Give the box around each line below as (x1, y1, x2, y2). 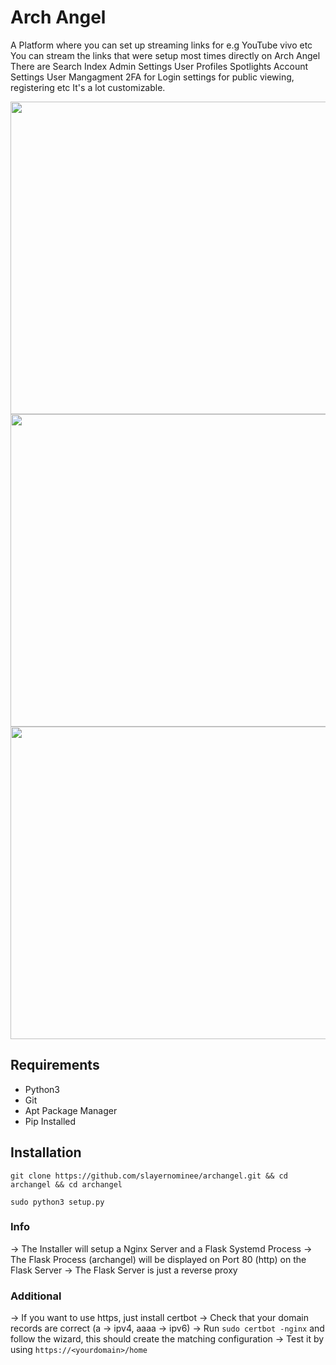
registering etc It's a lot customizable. (10, 81, 166, 93)
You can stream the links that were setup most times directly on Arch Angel (10, 49, 321, 61)
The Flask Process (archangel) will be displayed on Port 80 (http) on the (10, 1253, 307, 1265)
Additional (10, 1289, 62, 1303)
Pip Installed (24, 1115, 77, 1127)
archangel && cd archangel (10, 1179, 123, 1190)
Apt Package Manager (24, 1104, 118, 1116)
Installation (10, 1144, 82, 1161)
